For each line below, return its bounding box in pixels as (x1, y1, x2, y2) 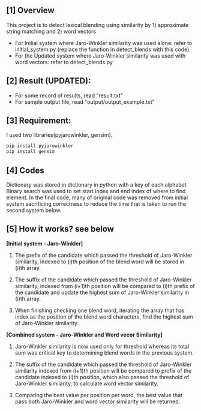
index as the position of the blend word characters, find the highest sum (14, 313, 193, 320)
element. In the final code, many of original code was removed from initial (6, 194, 188, 201)
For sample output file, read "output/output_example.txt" (14, 98, 155, 105)
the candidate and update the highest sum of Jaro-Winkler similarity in (14, 289, 190, 296)
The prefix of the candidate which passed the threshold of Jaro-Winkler (14, 251, 193, 259)
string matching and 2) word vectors (6, 28, 97, 35)
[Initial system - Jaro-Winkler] (6, 240, 83, 247)
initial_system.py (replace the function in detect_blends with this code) (14, 46, 190, 53)
